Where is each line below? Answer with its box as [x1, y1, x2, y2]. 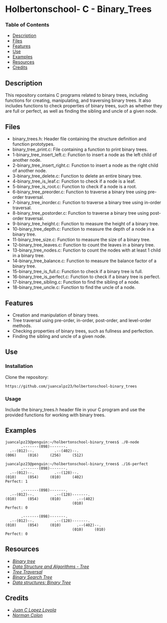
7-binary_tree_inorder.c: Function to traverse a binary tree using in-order [12, 200, 162, 206]
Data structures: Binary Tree [12, 579, 71, 585]
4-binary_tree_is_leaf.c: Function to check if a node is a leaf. [12, 178, 136, 184]
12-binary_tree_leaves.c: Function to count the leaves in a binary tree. [12, 242, 155, 248]
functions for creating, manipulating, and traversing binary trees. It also [5, 97, 151, 103]
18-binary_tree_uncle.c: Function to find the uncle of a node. [12, 285, 136, 291]
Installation [5, 363, 33, 370]
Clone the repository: [5, 374, 49, 380]
